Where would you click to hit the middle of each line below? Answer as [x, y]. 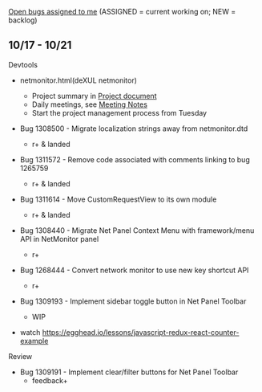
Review [20, 356]
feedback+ [50, 380]
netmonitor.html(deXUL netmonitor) [79, 80]
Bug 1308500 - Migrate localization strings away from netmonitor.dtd [134, 129]
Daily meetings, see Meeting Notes [90, 104]
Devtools [23, 64]
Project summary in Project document [94, 96]
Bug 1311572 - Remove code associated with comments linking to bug [135, 159]
